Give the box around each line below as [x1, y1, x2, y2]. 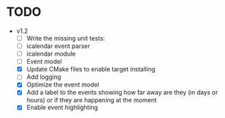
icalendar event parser [26, 42, 90, 50]
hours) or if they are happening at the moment [26, 96, 157, 104]
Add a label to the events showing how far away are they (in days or [26, 88, 218, 97]
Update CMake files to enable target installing [26, 65, 155, 73]
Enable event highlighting [26, 104, 98, 112]
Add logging [26, 73, 62, 81]
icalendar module [26, 49, 76, 58]
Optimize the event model [26, 80, 100, 89]
